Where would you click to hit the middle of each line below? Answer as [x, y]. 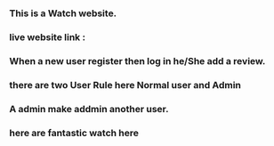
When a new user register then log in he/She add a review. [137, 61]
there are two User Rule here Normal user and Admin [125, 85]
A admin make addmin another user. [89, 109]
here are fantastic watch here [74, 133]
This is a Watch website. [63, 13]
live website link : [48, 36]
